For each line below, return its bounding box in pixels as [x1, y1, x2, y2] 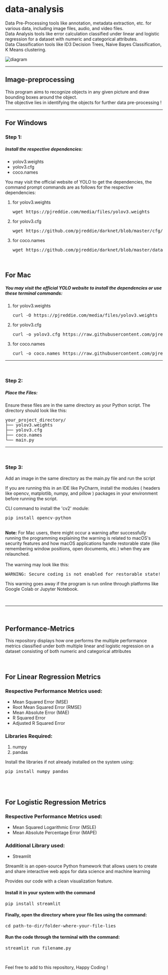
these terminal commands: [5, 290, 63, 296]
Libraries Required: [5, 733, 52, 739]
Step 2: [5, 377, 23, 384]
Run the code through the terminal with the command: [5, 934, 120, 940]
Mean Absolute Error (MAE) [12, 709, 69, 716]
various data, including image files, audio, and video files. [5, 25, 124, 31]
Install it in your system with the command [5, 889, 95, 895]
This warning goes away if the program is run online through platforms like [5, 580, 159, 586]
